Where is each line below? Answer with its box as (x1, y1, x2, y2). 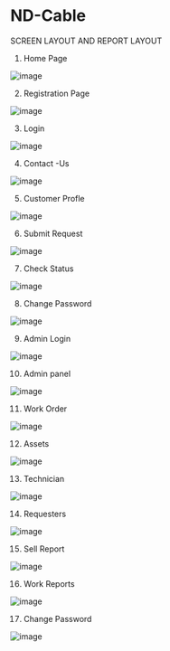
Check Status (23, 263, 74, 274)
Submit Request (23, 228, 83, 239)
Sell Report (23, 543, 65, 554)
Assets (23, 438, 50, 448)
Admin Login (23, 333, 71, 344)
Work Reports (23, 578, 75, 589)
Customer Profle (23, 193, 85, 203)
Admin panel (23, 368, 71, 379)
